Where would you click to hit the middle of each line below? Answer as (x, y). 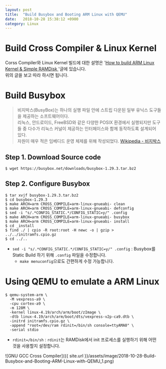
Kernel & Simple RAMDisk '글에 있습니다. (46, 69)
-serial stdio (24, 330)
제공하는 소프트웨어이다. (46, 116)
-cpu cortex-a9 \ (28, 304)
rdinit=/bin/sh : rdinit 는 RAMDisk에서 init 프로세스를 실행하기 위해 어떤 (84, 340)
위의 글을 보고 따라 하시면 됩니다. (37, 75)
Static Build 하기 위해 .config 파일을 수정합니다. (59, 255)
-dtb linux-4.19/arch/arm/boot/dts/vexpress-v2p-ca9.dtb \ (72, 317)
